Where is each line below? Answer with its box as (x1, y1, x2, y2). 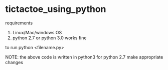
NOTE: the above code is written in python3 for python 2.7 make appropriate (5, 54, 163, 60)
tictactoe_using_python (5, 3, 106, 15)
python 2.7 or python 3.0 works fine (12, 35, 87, 41)
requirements (5, 20, 33, 26)
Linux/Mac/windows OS (12, 29, 62, 35)
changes (5, 59, 24, 65)
